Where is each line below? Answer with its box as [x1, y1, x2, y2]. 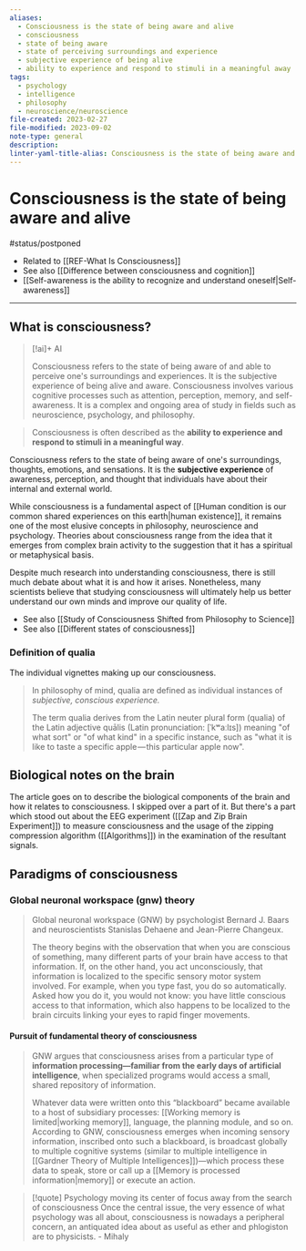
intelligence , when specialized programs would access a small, [31, 1070, 270, 1081]
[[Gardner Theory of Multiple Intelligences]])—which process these [31, 1155, 285, 1166]
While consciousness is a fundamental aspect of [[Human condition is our [9, 501, 287, 512]
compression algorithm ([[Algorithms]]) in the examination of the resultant [9, 830, 287, 841]
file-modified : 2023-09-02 [9, 124, 112, 133]
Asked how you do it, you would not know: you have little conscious [31, 990, 287, 1001]
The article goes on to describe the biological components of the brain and [9, 792, 291, 803]
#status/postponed [9, 238, 81, 249]
